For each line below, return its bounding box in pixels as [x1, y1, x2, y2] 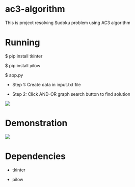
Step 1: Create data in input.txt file [12, 81, 81, 87]
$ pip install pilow [5, 62, 41, 68]
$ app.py [5, 72, 24, 78]
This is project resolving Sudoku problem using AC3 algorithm [5, 20, 131, 26]
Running [5, 37, 40, 48]
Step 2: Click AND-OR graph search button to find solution [12, 91, 131, 97]
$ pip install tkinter [5, 53, 43, 59]
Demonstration [5, 118, 68, 129]
